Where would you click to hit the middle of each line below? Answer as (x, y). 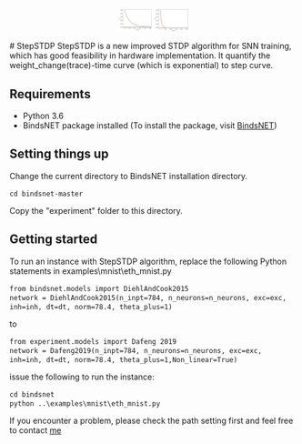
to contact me (35, 430)
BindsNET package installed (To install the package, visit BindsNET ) (150, 125)
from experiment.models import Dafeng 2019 (93, 341)
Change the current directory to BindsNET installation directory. (129, 176)
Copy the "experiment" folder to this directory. (96, 210)
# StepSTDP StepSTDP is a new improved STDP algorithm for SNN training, (151, 46)
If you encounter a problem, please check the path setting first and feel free (151, 420)
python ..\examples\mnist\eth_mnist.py (85, 404)
